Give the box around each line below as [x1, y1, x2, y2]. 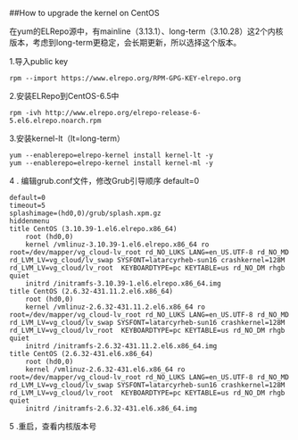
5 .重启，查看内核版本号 [9, 421, 97, 431]
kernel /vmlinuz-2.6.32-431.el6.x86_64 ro [25, 365, 186, 374]
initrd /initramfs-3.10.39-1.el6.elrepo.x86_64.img [25, 279, 221, 288]
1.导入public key [9, 56, 69, 66]
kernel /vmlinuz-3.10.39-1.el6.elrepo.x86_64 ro [25, 240, 210, 249]
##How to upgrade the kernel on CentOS [9, 8, 160, 18]
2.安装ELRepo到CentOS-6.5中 [9, 91, 120, 101]
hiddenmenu [9, 217, 50, 226]
